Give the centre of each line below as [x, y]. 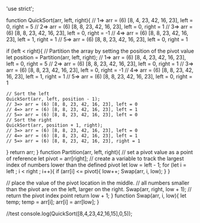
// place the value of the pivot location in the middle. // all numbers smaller [98, 183]
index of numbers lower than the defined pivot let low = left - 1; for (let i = [96, 165]
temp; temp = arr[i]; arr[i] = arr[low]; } [53, 202]
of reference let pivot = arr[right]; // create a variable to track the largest [95, 159]
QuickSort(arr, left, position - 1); [53, 99]
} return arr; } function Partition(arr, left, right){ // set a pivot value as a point [100, 152]
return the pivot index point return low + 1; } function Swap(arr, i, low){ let [96, 195]
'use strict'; [20, 9]
